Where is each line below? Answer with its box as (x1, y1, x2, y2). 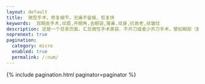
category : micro (12, 43, 53, 49)
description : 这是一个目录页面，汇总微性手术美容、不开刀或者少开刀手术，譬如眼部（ (6, 26, 196, 32)
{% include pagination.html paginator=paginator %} (6, 71, 136, 78)
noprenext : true (6, 32, 48, 38)
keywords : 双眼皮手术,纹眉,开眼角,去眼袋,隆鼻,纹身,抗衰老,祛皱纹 (6, 20, 160, 26)
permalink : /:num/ (12, 54, 59, 60)
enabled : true (12, 49, 48, 55)
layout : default (6, 9, 48, 15)
